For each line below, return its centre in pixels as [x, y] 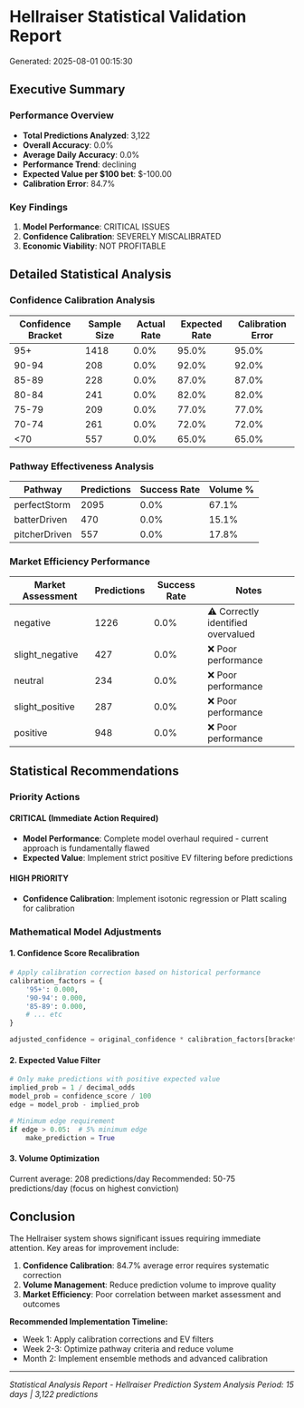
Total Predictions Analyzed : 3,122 [86, 135]
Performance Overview [62, 115]
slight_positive [44, 707]
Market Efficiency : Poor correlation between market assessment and [152, 1295]
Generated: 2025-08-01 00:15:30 [71, 61]
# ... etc [44, 1015]
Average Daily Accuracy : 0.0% [81, 154]
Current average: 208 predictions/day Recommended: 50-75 [123, 1178]
